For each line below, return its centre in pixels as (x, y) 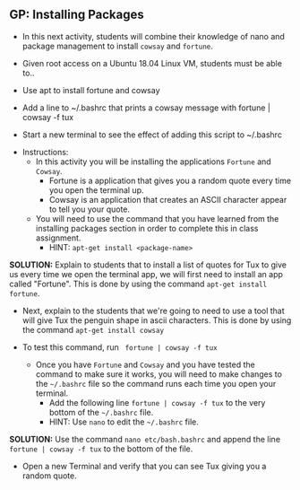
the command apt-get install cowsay (93, 329)
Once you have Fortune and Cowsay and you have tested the (145, 364)
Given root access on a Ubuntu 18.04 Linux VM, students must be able (152, 63)
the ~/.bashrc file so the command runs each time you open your (156, 383)
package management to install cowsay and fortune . (117, 46)
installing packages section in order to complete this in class (147, 228)
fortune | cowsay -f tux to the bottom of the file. (101, 449)
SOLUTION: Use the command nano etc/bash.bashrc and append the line (145, 439)
